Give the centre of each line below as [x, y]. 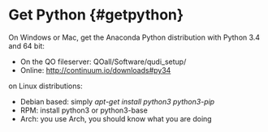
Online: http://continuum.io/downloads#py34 [95, 70]
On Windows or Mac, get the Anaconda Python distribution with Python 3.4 [134, 37]
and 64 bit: [26, 45]
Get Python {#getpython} [96, 15]
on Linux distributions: [45, 86]
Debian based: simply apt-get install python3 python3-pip [117, 101]
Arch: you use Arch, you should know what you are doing [116, 118]
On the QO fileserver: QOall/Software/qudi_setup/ [103, 62]
